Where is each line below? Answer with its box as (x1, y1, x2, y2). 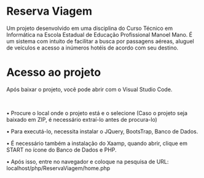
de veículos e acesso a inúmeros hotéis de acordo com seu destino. (6, 44, 179, 51)
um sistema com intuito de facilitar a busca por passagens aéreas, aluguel (6, 37, 195, 45)
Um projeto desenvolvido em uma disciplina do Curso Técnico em (6, 24, 173, 32)
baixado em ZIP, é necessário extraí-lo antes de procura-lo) (6, 116, 158, 123)
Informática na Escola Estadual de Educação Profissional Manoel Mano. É (6, 31, 192, 38)
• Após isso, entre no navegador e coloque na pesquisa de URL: (6, 158, 169, 165)
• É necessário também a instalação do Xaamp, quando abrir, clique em (6, 139, 188, 147)
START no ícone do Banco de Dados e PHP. (6, 146, 117, 154)
